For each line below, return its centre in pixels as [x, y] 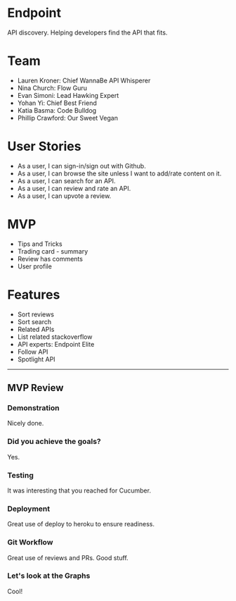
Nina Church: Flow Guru [52, 88]
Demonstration [33, 408]
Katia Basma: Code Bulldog [57, 110]
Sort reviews [36, 314]
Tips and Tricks [40, 244]
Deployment [29, 509]
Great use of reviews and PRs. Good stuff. [68, 557]
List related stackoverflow [55, 337]
